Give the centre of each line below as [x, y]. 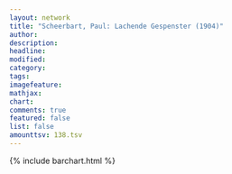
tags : [19, 77]
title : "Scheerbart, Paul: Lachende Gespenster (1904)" [116, 26]
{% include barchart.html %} [62, 160]
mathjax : [26, 93]
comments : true [38, 110]
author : [24, 34]
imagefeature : [36, 85]
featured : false [40, 118]
